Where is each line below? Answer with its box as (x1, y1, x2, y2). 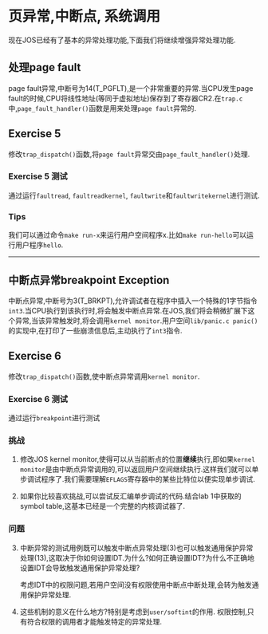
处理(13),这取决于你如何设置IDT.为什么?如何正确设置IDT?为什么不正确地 (19, 553, 255, 562)
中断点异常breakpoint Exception (8, 273, 170, 287)
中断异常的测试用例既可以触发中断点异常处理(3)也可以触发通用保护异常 (19, 543, 254, 553)
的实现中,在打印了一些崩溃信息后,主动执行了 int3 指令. (8, 325, 183, 335)
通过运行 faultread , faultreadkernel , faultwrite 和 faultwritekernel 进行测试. (8, 191, 260, 200)
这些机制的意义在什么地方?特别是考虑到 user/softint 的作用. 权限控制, (19, 607, 247, 616)
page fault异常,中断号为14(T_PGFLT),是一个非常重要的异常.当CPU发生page (8, 83, 254, 93)
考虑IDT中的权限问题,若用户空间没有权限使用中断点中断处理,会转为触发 (19, 580, 253, 589)
